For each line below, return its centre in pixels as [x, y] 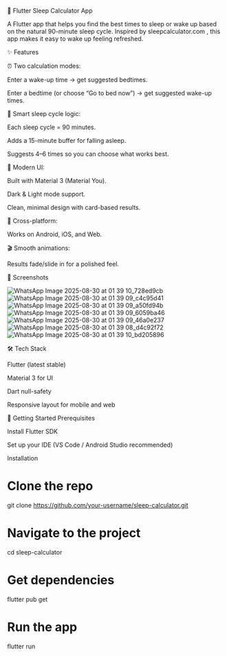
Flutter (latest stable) [37, 365]
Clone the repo [50, 486]
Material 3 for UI [30, 378]
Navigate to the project [74, 533]
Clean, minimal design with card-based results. [74, 208]
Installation [23, 458]
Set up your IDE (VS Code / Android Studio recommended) [90, 445]
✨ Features [23, 52]
